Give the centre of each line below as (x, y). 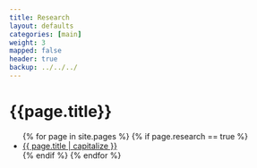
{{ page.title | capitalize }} (70, 146)
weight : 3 (28, 42)
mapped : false (36, 51)
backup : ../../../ (43, 68)
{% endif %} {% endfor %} (72, 155)
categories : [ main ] (46, 34)
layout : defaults (42, 26)
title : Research (39, 17)
